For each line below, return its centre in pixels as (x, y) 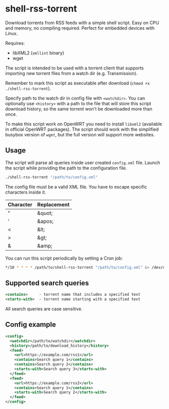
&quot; (45, 213)
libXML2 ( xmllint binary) (38, 53)
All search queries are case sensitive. (44, 309)
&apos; (45, 221)
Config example (31, 325)
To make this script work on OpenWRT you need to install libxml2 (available (84, 124)
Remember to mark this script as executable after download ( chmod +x (77, 83)
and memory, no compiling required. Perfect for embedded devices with (80, 28)
